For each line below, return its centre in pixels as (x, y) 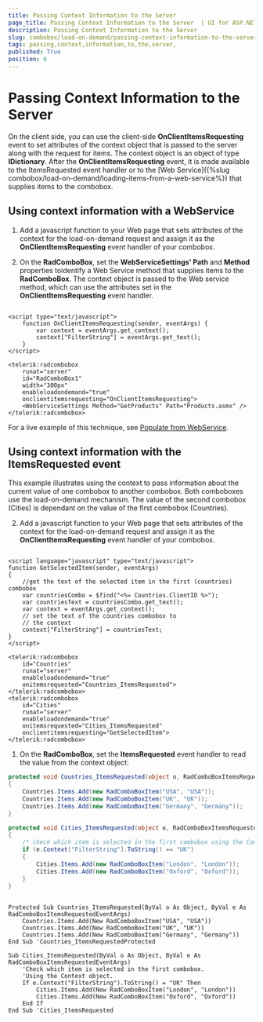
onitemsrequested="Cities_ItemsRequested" (92, 726)
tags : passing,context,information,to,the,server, (92, 45)
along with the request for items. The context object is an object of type (124, 153)
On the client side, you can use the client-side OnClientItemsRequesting (126, 136)
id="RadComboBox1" (52, 378)
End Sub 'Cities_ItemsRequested (61, 1011)
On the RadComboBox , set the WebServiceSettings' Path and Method (135, 262)
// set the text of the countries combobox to (99, 616)
